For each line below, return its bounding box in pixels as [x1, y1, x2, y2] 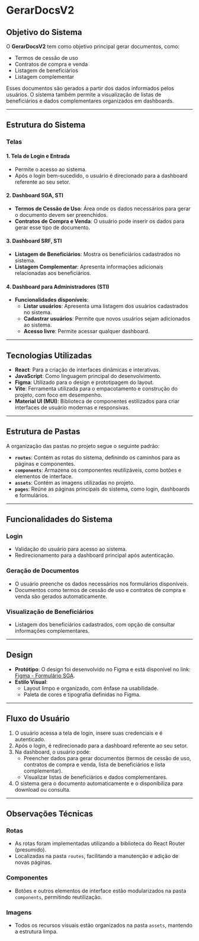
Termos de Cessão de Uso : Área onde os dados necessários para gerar [14, 205, 191, 212]
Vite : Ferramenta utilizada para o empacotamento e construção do [14, 385, 178, 392]
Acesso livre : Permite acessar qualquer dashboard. [23, 328, 150, 335]
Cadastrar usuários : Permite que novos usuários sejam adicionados [23, 315, 191, 322]
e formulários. [14, 491, 49, 498]
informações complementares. [14, 628, 90, 635]
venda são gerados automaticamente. [14, 593, 108, 600]
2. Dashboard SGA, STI [6, 192, 63, 199]
